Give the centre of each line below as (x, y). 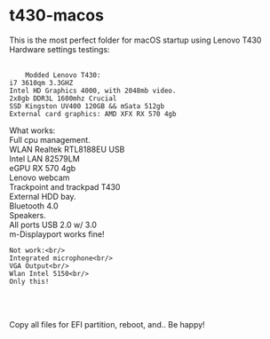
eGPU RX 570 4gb (43, 168)
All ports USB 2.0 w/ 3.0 (53, 225)
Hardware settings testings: (60, 49)
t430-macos (57, 16)
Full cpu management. (50, 139)
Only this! (29, 281)
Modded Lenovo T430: (63, 75)
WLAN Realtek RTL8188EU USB (67, 149)
